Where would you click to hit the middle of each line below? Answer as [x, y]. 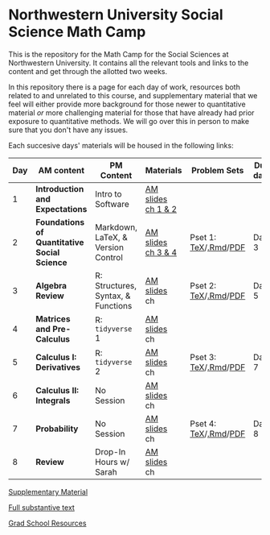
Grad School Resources [47, 523]
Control [109, 257]
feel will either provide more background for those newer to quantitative [127, 104]
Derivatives [58, 367]
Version [110, 247]
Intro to [108, 193]
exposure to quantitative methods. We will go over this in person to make [129, 121]
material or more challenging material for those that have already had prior [131, 112]
